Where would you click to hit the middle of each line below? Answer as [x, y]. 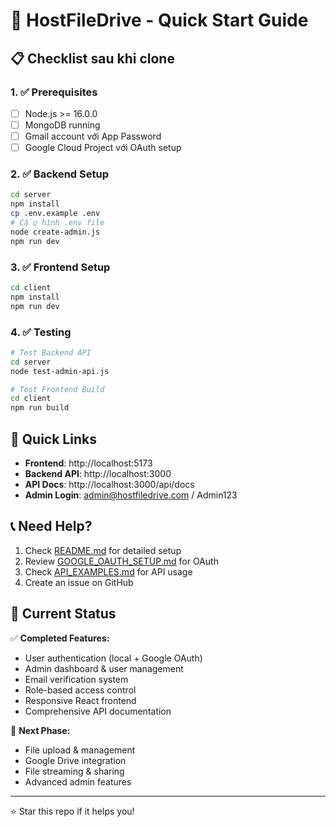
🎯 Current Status [63, 614]
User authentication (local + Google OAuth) [113, 658]
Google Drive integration [75, 760]
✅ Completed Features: [60, 638]
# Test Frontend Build [57, 389]
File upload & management [80, 750]
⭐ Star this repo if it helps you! [72, 811]
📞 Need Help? [51, 526]
